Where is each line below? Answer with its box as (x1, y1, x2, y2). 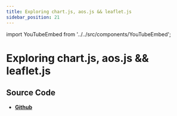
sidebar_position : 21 (6, 14, 60, 20)
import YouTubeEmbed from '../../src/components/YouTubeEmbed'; (6, 30, 171, 37)
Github (14, 104, 33, 111)
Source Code (6, 87, 55, 98)
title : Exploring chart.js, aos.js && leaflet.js (6, 8, 132, 15)
